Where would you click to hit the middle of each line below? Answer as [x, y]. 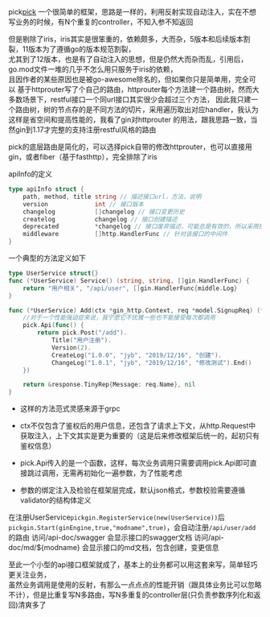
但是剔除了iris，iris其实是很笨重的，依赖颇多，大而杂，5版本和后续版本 [126, 39]
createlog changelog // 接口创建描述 [100, 219]
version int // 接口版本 [84, 204]
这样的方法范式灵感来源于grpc [70, 408]
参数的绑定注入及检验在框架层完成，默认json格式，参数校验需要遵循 [133, 491]
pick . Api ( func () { [53, 325]
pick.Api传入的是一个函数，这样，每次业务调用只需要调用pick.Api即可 [135, 463]
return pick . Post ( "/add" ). [82, 333]
